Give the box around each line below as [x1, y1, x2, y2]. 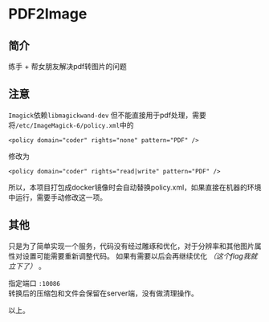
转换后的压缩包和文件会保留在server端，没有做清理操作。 [8, 288, 199, 298]
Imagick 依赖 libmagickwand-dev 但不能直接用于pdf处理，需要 [8, 110, 207, 120]
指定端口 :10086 [8, 278, 60, 287]
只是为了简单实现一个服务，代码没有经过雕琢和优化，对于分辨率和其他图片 [8, 241, 255, 251]
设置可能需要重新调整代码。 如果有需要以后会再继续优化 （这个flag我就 [22, 251, 258, 261]
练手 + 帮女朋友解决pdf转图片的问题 [8, 62, 127, 71]
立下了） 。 [8, 261, 46, 271]
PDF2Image [8, 5, 88, 23]
